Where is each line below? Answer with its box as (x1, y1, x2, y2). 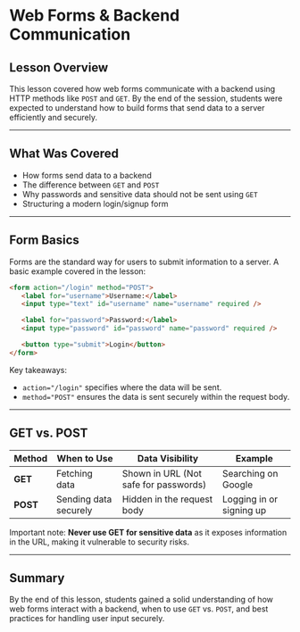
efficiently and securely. (9, 112, 98, 122)
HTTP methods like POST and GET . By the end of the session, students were (9, 93, 283, 104)
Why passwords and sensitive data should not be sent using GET (21, 188, 258, 199)
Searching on (221, 467, 279, 479)
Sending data (56, 493, 112, 505)
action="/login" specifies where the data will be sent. (21, 381, 222, 393)
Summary (9, 570, 65, 586)
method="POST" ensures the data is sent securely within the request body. (21, 391, 290, 402)
